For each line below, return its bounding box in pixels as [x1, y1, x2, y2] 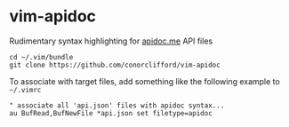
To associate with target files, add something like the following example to [9, 75, 280, 86]
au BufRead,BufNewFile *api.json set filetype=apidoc [9, 108, 213, 117]
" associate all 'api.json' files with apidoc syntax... [9, 100, 225, 110]
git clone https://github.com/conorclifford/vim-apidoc [9, 60, 221, 69]
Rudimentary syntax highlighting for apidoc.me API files [9, 36, 213, 46]
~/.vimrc [9, 85, 42, 94]
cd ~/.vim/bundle [9, 52, 74, 61]
